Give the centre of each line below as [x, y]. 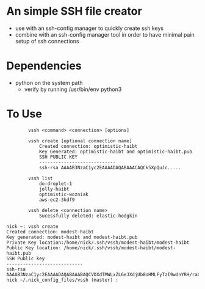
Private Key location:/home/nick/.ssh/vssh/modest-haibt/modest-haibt [98, 243]
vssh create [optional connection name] [80, 141]
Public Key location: [34, 248]
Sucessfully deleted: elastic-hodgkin [88, 216]
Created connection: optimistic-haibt [88, 146]
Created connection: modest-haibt [50, 232]
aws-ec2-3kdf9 [57, 200]
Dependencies [44, 66]
